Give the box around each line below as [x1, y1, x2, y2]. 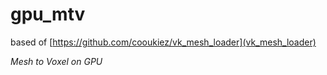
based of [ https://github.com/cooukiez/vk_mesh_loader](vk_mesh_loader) [10, 36, 317, 48]
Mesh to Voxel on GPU [10, 55, 103, 67]
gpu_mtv [10, 3, 86, 26]
